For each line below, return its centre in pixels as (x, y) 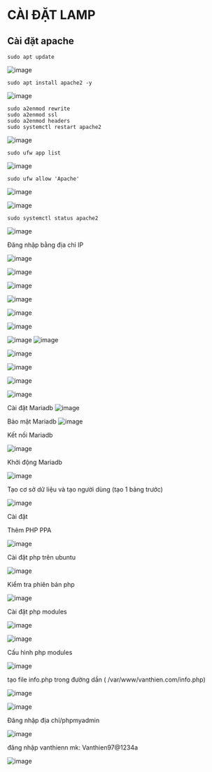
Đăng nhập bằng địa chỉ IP (45, 245)
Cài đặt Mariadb (30, 408)
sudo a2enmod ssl (33, 115)
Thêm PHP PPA (29, 530)
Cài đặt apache (41, 41)
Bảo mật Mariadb (32, 421)
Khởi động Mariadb (35, 462)
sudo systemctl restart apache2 (54, 127)
